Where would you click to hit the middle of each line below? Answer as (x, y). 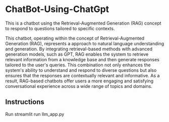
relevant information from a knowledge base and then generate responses (82, 59)
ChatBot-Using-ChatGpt (57, 9)
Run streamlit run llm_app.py (35, 114)
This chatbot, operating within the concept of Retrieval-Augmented (75, 38)
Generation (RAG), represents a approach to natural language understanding (85, 43)
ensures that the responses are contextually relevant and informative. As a (82, 75)
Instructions (25, 102)
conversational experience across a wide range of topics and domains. (79, 86)
